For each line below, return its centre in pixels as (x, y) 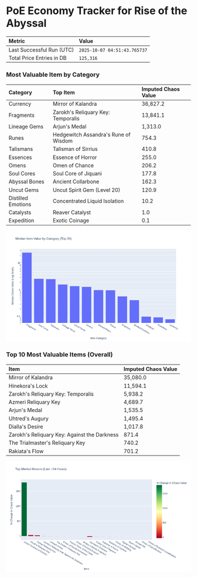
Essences (20, 157)
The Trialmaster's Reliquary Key (47, 443)
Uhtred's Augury (28, 419)
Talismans (21, 149)
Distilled (18, 198)
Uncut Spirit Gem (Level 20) (86, 190)
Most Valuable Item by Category (53, 75)
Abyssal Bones (26, 182)
